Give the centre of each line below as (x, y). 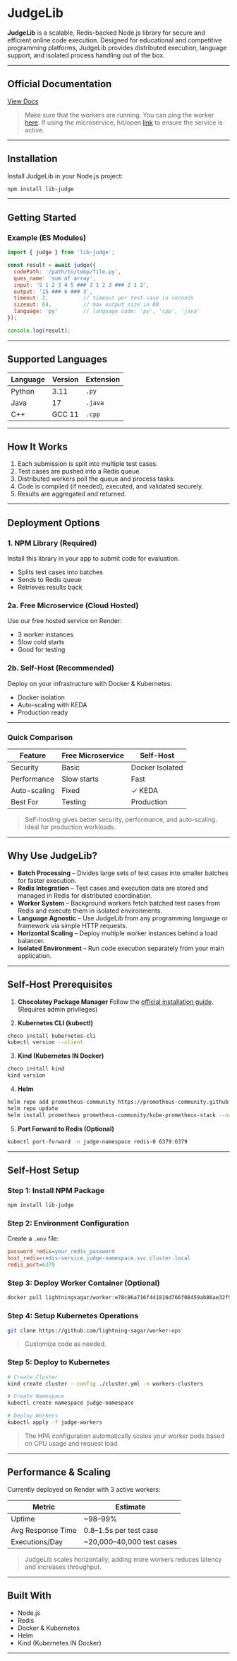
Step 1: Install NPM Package (56, 1190)
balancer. (31, 940)
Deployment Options (54, 523)
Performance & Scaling (59, 1472)
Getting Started (42, 217)
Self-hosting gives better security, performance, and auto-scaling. (121, 819)
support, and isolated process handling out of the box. (86, 55)
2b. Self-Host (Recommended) (61, 668)
